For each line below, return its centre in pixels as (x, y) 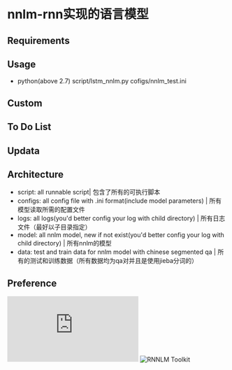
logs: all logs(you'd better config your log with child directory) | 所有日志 (121, 218)
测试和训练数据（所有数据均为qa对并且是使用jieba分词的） (114, 261)
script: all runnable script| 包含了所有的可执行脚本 (89, 192)
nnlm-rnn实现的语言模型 (78, 14)
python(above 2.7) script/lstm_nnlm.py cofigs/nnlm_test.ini (102, 81)
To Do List (29, 127)
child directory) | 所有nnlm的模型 (64, 243)
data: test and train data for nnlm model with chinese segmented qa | (117, 252)
